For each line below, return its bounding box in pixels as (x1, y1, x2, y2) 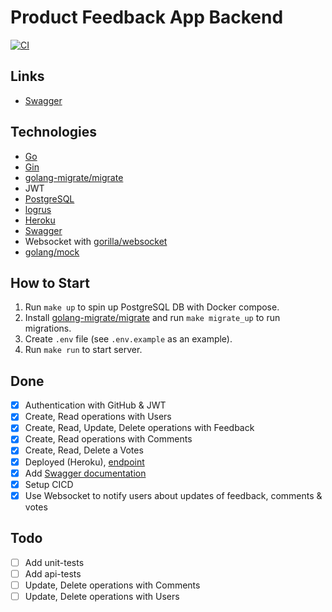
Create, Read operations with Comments (24, 433, 193, 445)
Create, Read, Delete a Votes (24, 444, 144, 456)
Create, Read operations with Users (24, 411, 172, 423)
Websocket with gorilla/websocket (24, 235, 168, 247)
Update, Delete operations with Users (24, 590, 180, 602)
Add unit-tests (24, 556, 85, 568)
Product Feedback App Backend (10, 6, 284, 29)
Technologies (10, 124, 98, 141)
